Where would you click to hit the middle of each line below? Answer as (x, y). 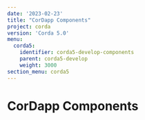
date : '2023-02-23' (35, 14)
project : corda (29, 26)
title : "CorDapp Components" (49, 20)
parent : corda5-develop (54, 59)
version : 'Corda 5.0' (38, 33)
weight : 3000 (38, 65)
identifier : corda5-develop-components (77, 53)
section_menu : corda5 (38, 71)
